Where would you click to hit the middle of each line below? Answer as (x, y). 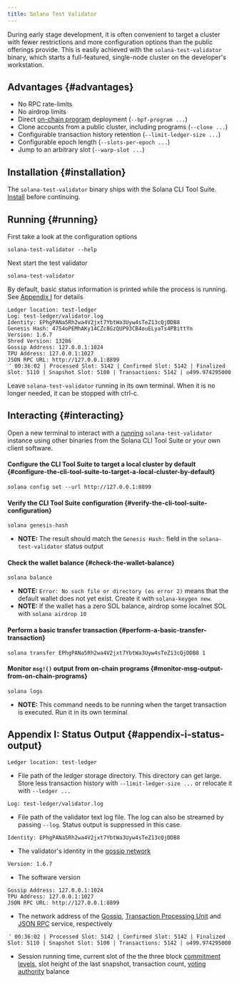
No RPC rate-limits (45, 104)
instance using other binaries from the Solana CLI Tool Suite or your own (114, 440)
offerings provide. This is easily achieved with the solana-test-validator (115, 49)
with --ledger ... (44, 790)
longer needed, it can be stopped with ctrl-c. (73, 393)
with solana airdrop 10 (52, 614)
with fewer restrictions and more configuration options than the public (110, 42)
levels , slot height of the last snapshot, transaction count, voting (112, 964)
